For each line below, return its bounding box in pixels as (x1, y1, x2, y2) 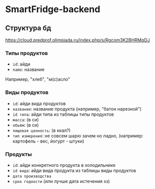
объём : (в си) (12, 122, 39, 128)
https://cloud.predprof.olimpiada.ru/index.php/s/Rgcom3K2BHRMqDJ (5, 37, 150, 43)
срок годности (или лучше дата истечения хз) (12, 178, 110, 184)
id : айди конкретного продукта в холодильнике (12, 162, 116, 168)
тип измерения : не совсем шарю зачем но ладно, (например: (12, 132, 144, 138)
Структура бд (5, 24, 51, 32)
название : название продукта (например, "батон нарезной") (12, 106, 142, 112)
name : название (12, 67, 44, 73)
